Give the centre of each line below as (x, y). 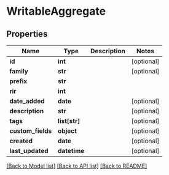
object (67, 131)
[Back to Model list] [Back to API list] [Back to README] (77, 166)
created (21, 141)
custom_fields (31, 131)
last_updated (29, 151)
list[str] (69, 121)
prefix (18, 81)
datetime (71, 151)
